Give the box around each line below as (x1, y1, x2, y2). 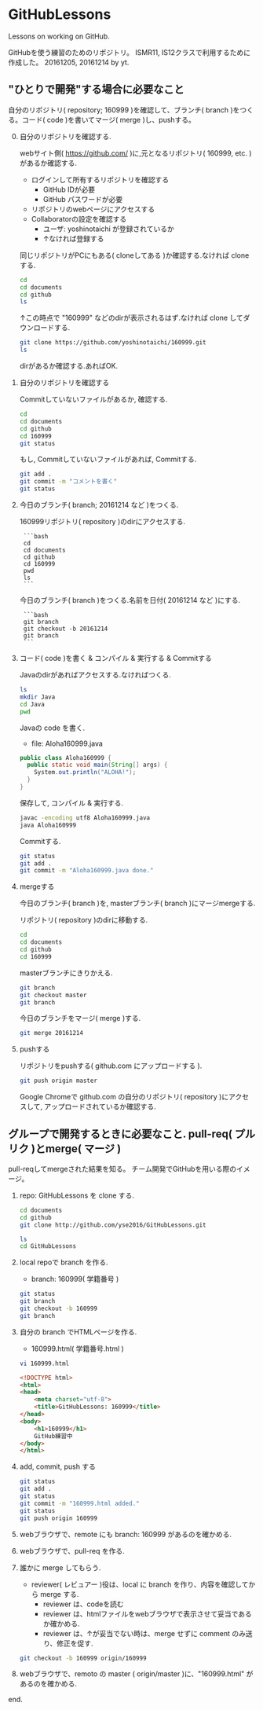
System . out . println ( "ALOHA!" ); (34, 769, 137, 776)
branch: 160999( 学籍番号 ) (31, 1275, 119, 1284)
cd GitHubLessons (19, 1242, 77, 1250)
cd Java (19, 700, 45, 708)
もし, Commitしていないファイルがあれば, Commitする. (19, 454, 197, 464)
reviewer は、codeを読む (42, 1599, 124, 1609)
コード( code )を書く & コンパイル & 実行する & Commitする (19, 654, 212, 662)
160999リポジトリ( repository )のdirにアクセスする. (19, 517, 186, 526)
